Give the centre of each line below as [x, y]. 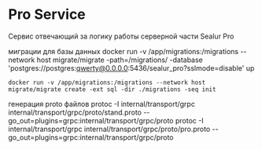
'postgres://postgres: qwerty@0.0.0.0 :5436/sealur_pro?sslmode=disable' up [131, 68]
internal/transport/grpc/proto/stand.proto [75, 112]
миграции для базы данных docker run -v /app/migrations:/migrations [123, 51]
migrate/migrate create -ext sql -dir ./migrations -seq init [112, 89]
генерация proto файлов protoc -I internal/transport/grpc [101, 104]
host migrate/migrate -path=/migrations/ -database [120, 60]
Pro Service [47, 15]
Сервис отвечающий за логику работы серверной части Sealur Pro [121, 36]
